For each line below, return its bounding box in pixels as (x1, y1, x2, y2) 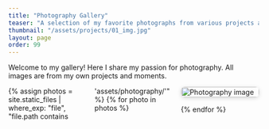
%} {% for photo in (94, 95, 157, 104)
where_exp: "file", (8, 104, 66, 113)
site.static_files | (8, 95, 61, 104)
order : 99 (8, 41, 41, 49)
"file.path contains (8, 112, 69, 121)
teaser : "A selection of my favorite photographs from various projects (8, 19, 255, 27)
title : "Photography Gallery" (8, 11, 109, 20)
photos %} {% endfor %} (94, 104, 227, 115)
